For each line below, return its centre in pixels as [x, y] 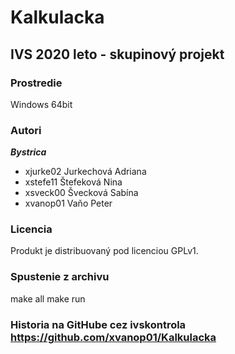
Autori [26, 130]
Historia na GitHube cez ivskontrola [98, 324]
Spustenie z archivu [60, 277]
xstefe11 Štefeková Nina [73, 182]
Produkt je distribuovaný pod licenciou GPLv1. [104, 251]
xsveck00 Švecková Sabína [81, 193]
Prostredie [36, 83]
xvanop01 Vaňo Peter [68, 203]
